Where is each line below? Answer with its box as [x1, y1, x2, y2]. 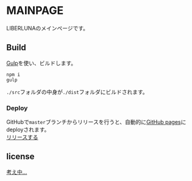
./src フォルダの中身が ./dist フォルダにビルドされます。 [6, 88, 148, 95]
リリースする [6, 134, 38, 141]
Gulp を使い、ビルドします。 [6, 59, 77, 67]
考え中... [6, 168, 27, 176]
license [6, 151, 35, 162]
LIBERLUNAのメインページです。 [6, 24, 89, 32]
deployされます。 [6, 126, 50, 134]
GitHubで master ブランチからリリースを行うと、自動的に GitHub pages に [6, 118, 187, 126]
